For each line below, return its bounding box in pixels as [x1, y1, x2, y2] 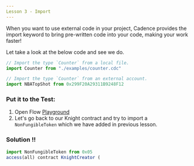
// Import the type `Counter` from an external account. [6, 76, 148, 82]
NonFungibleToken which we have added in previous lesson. [14, 121, 158, 128]
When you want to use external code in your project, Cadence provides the [6, 25, 187, 32]
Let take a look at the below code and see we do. [6, 48, 124, 56]
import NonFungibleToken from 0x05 [6, 149, 93, 155]
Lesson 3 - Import [6, 8, 51, 15]
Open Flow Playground [14, 109, 70, 116]
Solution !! [6, 135, 36, 144]
